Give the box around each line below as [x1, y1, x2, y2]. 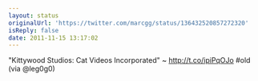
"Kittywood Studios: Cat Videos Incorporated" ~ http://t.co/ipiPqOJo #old [8, 56, 251, 65]
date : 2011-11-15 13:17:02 [8, 33, 99, 42]
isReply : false [8, 26, 59, 34]
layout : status [8, 11, 59, 20]
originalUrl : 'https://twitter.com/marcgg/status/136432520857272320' [8, 19, 249, 27]
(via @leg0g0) [8, 64, 56, 74]
